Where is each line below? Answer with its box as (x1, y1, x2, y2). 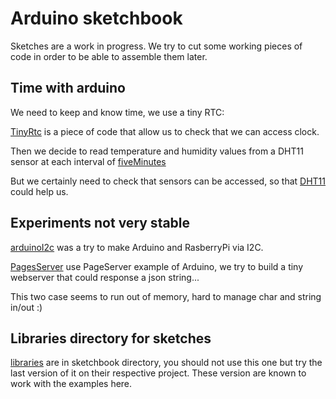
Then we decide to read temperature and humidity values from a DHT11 (10, 145, 304, 157)
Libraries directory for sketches (10, 330, 212, 347)
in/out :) (10, 301, 43, 313)
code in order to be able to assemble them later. (10, 50, 208, 62)
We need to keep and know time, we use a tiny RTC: (10, 106, 225, 118)
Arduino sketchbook (10, 7, 183, 30)
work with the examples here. (10, 378, 133, 390)
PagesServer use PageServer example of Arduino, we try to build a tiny (10, 260, 304, 272)
